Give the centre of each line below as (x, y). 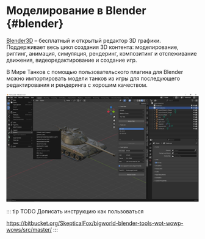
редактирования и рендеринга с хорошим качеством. (77, 85)
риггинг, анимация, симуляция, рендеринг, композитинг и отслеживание (102, 53)
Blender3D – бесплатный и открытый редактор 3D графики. (84, 40)
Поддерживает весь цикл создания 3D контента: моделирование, (92, 47)
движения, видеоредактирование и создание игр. (72, 60)
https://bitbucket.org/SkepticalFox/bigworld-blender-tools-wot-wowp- (95, 223)
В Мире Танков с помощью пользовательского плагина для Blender (95, 72)
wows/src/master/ (29, 230)
